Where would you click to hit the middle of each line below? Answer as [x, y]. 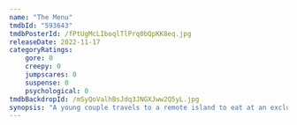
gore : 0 [39, 58]
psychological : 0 [57, 91]
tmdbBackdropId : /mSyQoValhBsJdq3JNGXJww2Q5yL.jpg [104, 99]
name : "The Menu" [41, 17]
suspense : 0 [47, 83]
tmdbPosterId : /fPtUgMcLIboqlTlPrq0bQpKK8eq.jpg [100, 33]
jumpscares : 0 [51, 75]
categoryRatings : [41, 50]
